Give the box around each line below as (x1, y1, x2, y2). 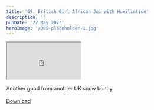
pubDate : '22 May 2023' (6, 20, 65, 25)
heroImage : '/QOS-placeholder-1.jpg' (6, 25, 99, 31)
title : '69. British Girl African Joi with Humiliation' (6, 8, 149, 15)
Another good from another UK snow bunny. (6, 85, 114, 92)
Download (6, 98, 31, 105)
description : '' (6, 14, 46, 20)
